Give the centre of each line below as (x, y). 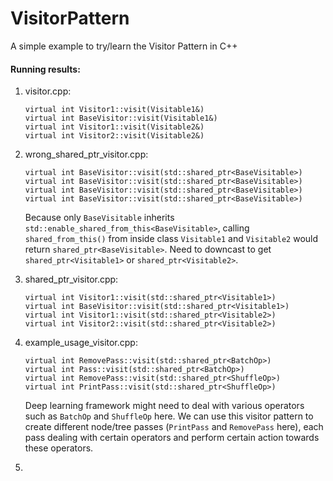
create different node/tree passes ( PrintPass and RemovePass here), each (174, 427)
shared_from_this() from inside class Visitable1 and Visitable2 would (171, 239)
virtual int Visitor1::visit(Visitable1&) (114, 110)
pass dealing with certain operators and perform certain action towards (172, 438)
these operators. (59, 448)
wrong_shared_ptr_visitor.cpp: (86, 154)
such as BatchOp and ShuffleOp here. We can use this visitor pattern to (169, 416)
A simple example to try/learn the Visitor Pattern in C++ (124, 46)
